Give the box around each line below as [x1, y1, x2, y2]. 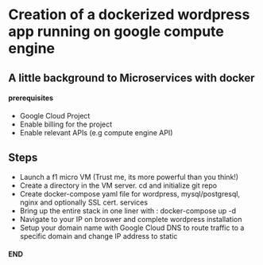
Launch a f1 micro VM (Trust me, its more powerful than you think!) [19, 172, 239, 181]
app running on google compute [8, 22, 225, 41]
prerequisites [8, 93, 54, 103]
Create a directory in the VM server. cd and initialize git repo [19, 181, 217, 190]
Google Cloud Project [19, 111, 91, 120]
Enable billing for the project [19, 119, 113, 129]
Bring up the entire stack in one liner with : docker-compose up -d [19, 205, 237, 216]
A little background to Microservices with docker [8, 71, 256, 84]
